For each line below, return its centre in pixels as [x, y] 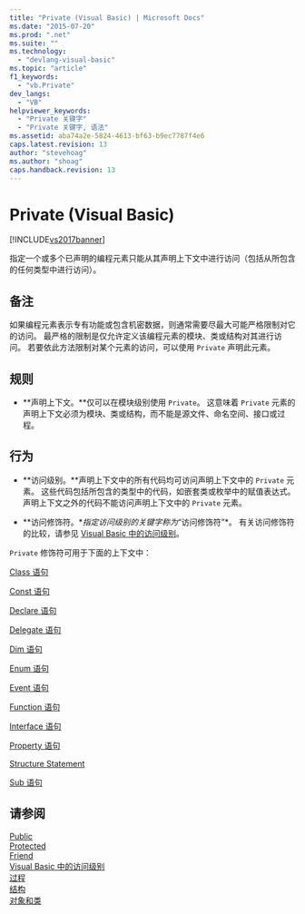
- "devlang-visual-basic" [67, 60]
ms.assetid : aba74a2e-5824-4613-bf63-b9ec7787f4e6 [107, 136]
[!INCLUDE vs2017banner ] [58, 240]
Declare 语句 [33, 610]
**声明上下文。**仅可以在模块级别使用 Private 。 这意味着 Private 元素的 [159, 402]
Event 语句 [29, 687]
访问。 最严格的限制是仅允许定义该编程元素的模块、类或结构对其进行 [145, 336]
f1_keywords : [34, 77]
